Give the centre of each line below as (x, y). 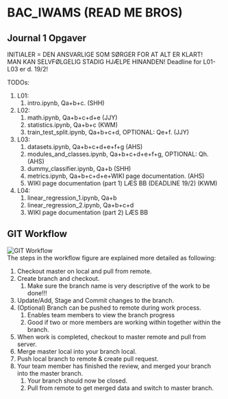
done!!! (37, 293)
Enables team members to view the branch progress (101, 315)
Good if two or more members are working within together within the (124, 322)
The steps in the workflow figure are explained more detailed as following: (112, 258)
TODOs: (18, 82)
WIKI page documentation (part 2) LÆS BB (88, 212)
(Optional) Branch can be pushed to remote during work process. (109, 308)
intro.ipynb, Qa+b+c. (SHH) (66, 103)
